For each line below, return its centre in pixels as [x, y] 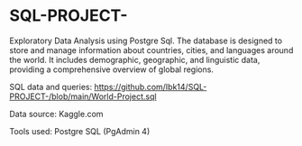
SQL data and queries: [51, 87]
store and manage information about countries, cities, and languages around [151, 50]
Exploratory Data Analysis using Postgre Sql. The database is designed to [146, 41]
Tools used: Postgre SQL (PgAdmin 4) [80, 131]
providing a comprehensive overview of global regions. [112, 69]
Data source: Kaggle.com [56, 114]
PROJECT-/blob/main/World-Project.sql [83, 96]
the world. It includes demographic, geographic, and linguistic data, [135, 59]
